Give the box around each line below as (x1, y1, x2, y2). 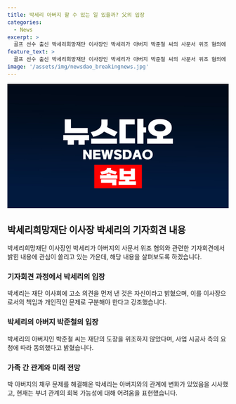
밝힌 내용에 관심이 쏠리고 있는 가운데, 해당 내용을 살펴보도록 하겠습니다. (7, 253, 202, 261)
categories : (7, 18, 42, 26)
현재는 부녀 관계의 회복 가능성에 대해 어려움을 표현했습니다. (16, 389, 178, 397)
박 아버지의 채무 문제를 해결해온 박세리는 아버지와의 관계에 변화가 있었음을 (7, 379, 210, 388)
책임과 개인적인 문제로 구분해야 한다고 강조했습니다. (25, 298, 167, 306)
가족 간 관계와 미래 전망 (7, 363, 81, 372)
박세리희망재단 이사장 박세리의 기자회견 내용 (7, 223, 186, 235)
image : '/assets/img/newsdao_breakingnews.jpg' (7, 63, 150, 70)
